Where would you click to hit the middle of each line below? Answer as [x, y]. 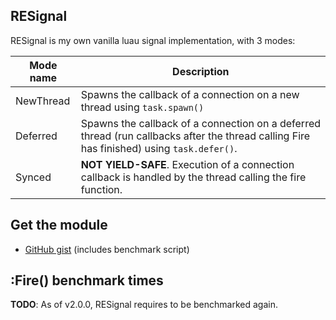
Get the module [59, 225]
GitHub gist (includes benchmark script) [107, 249]
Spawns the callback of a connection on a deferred [201, 123]
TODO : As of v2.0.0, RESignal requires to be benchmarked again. [144, 305]
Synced [33, 177]
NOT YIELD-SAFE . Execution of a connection [187, 164]
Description [201, 71]
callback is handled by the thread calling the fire [193, 177]
